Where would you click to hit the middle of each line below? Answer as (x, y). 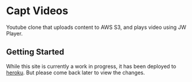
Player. (15, 33)
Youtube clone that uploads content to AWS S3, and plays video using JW (96, 27)
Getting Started (35, 52)
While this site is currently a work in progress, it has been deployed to (91, 66)
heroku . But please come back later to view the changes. (76, 73)
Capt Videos (37, 11)
